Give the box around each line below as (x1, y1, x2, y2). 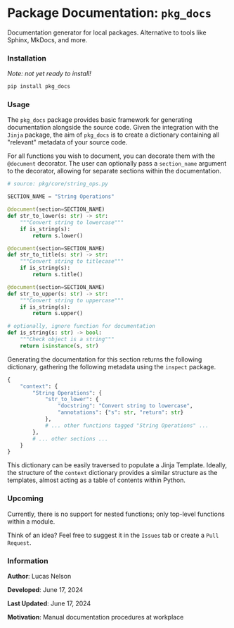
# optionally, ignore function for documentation (7, 323, 156, 330)
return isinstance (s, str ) (20, 342, 99, 350)
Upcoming (7, 493, 44, 503)
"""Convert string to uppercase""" (20, 297, 124, 304)
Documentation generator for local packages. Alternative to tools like (7, 28, 207, 37)
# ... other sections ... (32, 435, 109, 442)
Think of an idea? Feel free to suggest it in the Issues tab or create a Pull (7, 531, 219, 539)
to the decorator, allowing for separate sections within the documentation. (7, 167, 221, 176)
